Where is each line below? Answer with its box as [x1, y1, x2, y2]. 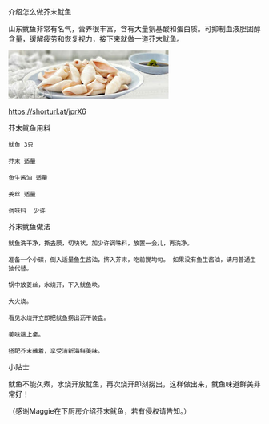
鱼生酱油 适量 [8, 174, 48, 182]
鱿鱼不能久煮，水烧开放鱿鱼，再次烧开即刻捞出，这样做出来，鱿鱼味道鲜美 [8, 379, 254, 389]
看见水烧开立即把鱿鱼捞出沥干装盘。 [8, 314, 110, 322]
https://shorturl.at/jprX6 [8, 107, 86, 116]
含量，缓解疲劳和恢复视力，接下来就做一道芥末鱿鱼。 [8, 34, 184, 43]
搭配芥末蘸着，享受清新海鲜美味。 [8, 347, 104, 355]
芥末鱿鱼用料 [8, 123, 50, 132]
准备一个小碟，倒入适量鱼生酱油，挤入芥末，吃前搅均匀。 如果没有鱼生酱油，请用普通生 [8, 256, 256, 264]
